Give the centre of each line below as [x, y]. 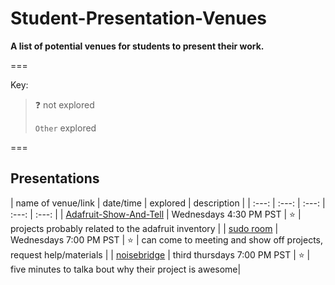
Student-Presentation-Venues [139, 18]
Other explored [65, 128]
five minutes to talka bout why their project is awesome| [126, 269]
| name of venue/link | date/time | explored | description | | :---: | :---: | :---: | [168, 203]
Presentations [55, 178]
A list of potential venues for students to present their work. [137, 46]
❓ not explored [64, 104]
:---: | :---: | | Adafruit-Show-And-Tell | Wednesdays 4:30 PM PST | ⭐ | [156, 214]
